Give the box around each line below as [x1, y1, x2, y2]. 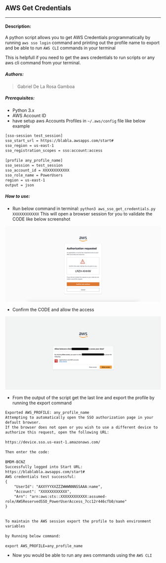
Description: [5, 23, 31, 29]
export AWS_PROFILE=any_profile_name [5, 544, 83, 549]
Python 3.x [12, 107, 35, 113]
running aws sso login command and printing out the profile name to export [5, 40, 160, 46]
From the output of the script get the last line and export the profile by [12, 395, 155, 401]
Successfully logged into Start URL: [5, 465, 83, 470]
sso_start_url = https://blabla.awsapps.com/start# [5, 138, 114, 143]
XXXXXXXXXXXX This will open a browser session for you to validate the [12, 211, 153, 217]
